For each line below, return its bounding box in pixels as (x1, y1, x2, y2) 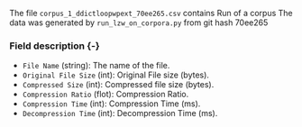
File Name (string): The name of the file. (22, 60, 170, 71)
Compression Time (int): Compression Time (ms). (22, 98, 201, 109)
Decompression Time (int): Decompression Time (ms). (22, 108, 218, 119)
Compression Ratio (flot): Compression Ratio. (22, 89, 189, 100)
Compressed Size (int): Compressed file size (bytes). (22, 79, 215, 90)
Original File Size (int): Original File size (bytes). (22, 69, 210, 80)
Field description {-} (9, 40, 101, 52)
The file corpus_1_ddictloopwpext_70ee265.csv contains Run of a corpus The (9, 8, 293, 18)
